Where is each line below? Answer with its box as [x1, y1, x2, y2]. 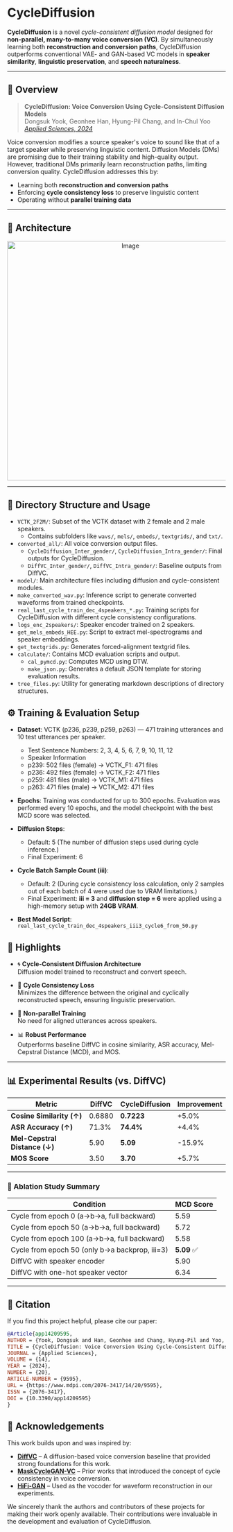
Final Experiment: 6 [27, 853, 83, 861]
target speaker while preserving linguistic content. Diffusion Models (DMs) [7, 145, 220, 153]
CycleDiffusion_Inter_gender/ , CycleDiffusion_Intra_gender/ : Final [27, 546, 223, 556]
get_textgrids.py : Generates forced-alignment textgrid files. [17, 643, 191, 651]
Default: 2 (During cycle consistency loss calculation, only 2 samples [27, 879, 225, 888]
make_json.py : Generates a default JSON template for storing [27, 664, 201, 673]
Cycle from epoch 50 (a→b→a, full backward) [10, 1223, 161, 1232]
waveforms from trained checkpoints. [17, 599, 125, 607]
